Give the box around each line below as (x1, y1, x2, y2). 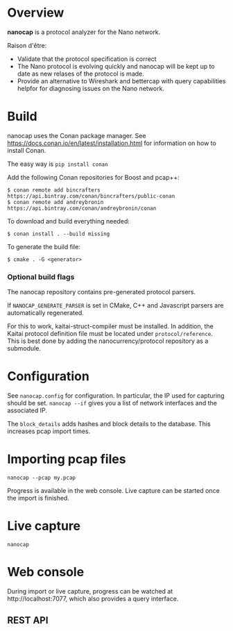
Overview (7, 5, 64, 21)
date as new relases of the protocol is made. (17, 69, 144, 78)
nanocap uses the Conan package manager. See (7, 131, 146, 140)
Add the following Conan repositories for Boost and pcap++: (7, 173, 180, 181)
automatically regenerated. (7, 309, 85, 317)
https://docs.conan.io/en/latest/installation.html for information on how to (7, 139, 216, 147)
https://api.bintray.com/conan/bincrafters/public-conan (7, 192, 175, 199)
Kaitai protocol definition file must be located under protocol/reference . (7, 330, 214, 338)
